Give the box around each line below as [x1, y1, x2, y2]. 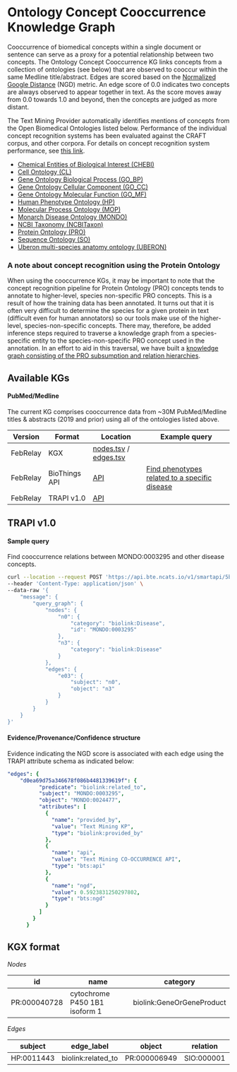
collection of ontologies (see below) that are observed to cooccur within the [7, 65, 228, 73]
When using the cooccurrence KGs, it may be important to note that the [7, 276, 215, 285]
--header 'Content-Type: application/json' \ [7, 580, 143, 587]
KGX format [7, 941, 60, 953]
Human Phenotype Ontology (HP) [17, 197, 115, 206]
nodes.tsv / [92, 443, 130, 453]
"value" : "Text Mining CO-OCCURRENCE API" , [51, 856, 181, 863]
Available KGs [7, 372, 70, 384]
